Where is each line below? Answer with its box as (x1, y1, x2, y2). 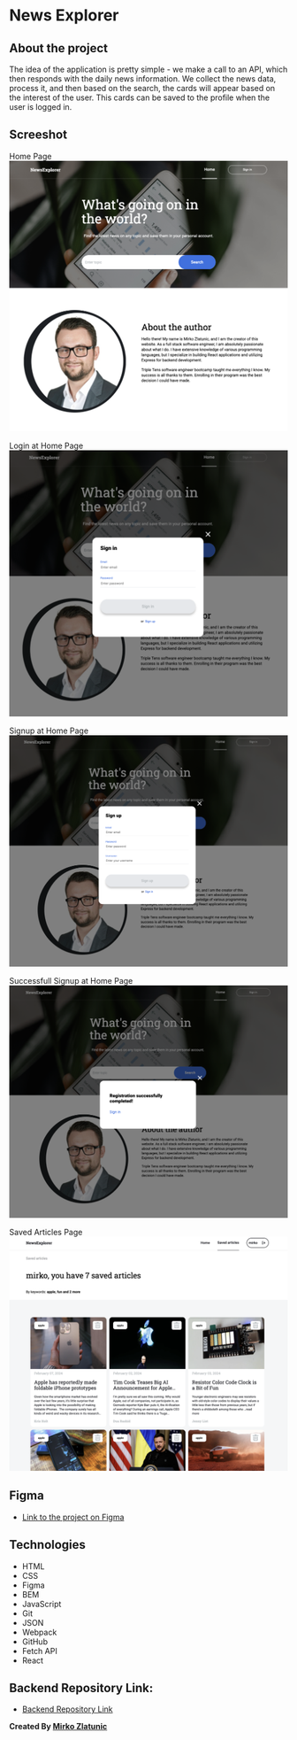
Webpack (21, 1627, 57, 1637)
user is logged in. (9, 102, 72, 112)
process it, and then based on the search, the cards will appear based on (9, 83, 276, 93)
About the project (9, 41, 109, 56)
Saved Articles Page (9, 1226, 83, 1237)
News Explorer (9, 5, 119, 26)
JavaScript (21, 1598, 62, 1609)
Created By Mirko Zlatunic (9, 1721, 108, 1732)
